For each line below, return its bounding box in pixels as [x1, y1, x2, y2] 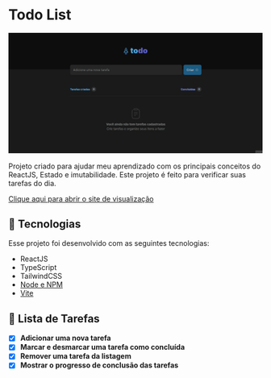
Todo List [8, 6, 72, 24]
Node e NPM [19, 280, 63, 289]
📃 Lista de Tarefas [8, 312, 100, 326]
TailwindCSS [19, 272, 63, 281]
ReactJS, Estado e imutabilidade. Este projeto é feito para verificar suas [8, 169, 246, 179]
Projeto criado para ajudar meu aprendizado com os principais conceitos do [8, 161, 261, 171]
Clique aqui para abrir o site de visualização [8, 193, 154, 203]
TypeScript [19, 263, 57, 272]
